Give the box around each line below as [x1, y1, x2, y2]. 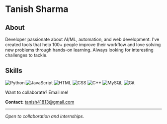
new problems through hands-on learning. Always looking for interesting [5, 47, 154, 53]
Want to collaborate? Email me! [5, 89, 69, 95]
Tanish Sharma [5, 3, 69, 15]
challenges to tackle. [5, 52, 48, 58]
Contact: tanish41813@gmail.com [5, 99, 75, 105]
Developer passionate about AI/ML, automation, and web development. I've [5, 36, 160, 42]
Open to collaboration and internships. [5, 113, 84, 119]
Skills [5, 66, 22, 75]
